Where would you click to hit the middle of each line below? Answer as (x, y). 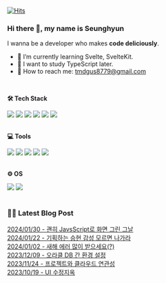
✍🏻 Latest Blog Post (40, 213)
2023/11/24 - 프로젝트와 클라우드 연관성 (61, 263)
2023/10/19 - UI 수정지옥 (41, 272)
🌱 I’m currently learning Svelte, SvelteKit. (75, 57)
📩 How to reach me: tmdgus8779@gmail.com (82, 72)
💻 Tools (19, 136)
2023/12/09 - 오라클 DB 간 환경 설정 (56, 255)
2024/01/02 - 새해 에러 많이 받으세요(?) (61, 246)
